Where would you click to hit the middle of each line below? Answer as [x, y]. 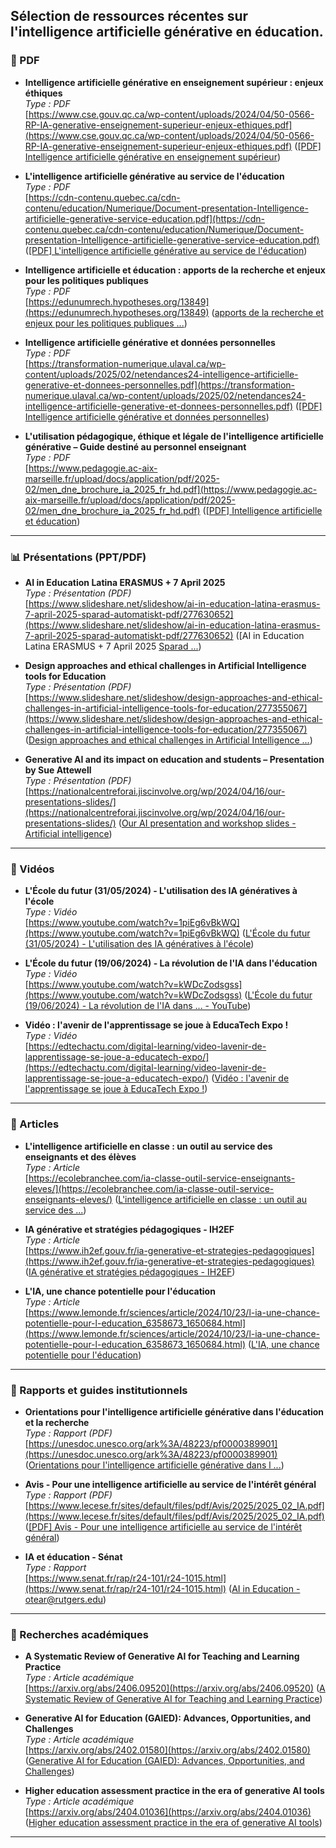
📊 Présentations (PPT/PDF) [78, 557]
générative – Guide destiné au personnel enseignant [135, 446]
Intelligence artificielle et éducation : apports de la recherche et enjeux [175, 270]
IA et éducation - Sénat [73, 1556]
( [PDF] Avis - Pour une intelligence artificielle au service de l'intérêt [163, 1526]
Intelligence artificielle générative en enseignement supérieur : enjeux [174, 82]
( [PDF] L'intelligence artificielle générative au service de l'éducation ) [166, 250]
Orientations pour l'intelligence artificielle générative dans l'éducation [174, 1411]
